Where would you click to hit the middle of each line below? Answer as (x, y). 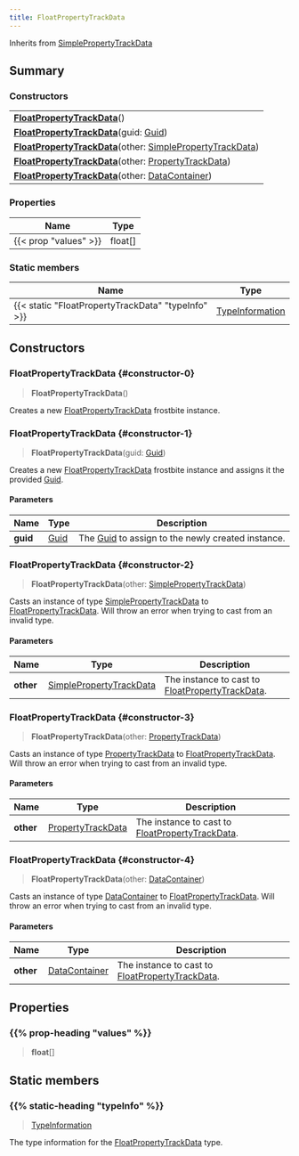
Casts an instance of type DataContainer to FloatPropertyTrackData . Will (142, 897)
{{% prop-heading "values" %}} (81, 1032)
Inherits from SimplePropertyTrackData (81, 43)
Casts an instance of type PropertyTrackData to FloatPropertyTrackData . (142, 753)
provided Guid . (36, 479)
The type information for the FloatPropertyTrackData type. (116, 1142)
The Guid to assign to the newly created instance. (182, 538)
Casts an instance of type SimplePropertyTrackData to (109, 601)
